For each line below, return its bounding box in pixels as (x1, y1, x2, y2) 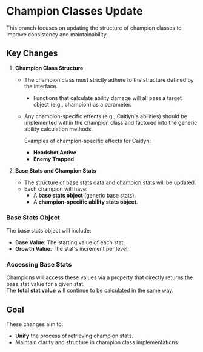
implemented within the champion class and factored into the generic (24, 119, 198, 126)
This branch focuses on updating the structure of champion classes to (6, 24, 182, 32)
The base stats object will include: (6, 227, 92, 234)
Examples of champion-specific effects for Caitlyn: (24, 137, 151, 144)
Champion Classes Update (6, 4, 144, 18)
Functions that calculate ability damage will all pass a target (33, 94, 182, 101)
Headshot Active (33, 148, 77, 156)
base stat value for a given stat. (6, 281, 85, 288)
